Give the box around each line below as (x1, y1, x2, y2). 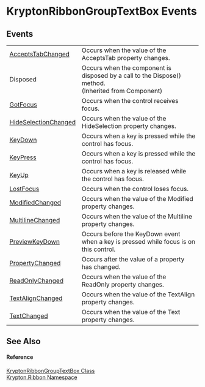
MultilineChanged (9, 216, 60, 224)
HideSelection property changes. (81, 122, 177, 130)
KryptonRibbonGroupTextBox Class (6, 367, 95, 374)
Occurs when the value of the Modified (81, 195, 193, 203)
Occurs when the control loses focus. (81, 185, 189, 193)
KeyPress (9, 153, 37, 162)
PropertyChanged (9, 259, 61, 267)
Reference (6, 353, 34, 361)
